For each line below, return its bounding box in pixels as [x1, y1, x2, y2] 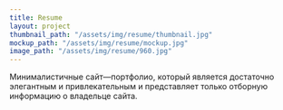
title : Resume [9, 13, 63, 23]
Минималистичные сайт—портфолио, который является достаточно [9, 71, 275, 82]
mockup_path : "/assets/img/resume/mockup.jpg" [9, 38, 189, 48]
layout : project [9, 22, 71, 31]
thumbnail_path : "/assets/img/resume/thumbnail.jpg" [9, 30, 213, 39]
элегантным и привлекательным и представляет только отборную [9, 81, 268, 92]
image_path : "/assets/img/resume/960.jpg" [9, 47, 172, 56]
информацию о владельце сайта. [9, 91, 138, 102]
